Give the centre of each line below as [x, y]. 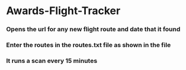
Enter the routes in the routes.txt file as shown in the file [89, 45]
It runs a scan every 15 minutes [52, 61]
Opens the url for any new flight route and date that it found [93, 29]
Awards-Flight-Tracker [63, 11]
